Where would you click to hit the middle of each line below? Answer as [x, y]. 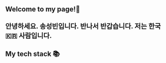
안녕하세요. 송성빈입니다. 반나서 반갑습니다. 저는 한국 [83, 26]
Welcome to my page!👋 [43, 9]
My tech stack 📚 [33, 54]
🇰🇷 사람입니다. [29, 36]
